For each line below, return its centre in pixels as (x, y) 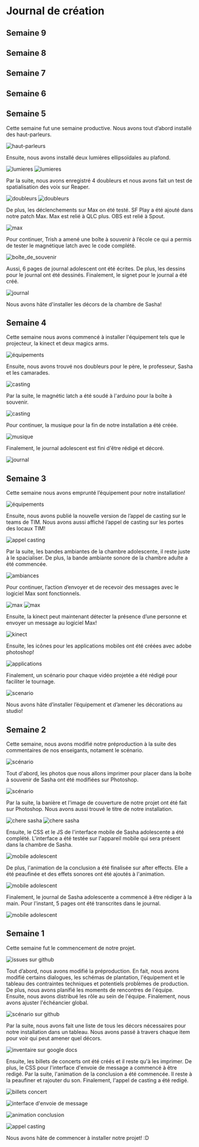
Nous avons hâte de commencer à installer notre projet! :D (78, 1137)
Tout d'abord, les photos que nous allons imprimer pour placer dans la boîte (99, 773)
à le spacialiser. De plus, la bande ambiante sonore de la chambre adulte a (97, 558)
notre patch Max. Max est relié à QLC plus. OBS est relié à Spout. (86, 216)
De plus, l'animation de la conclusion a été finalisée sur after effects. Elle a (97, 868)
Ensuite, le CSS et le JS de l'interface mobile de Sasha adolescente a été (95, 832)
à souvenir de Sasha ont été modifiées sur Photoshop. (72, 780)
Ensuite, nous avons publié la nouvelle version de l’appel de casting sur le (96, 516)
